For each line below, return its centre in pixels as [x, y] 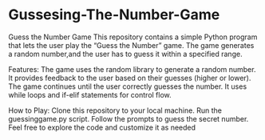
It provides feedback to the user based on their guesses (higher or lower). [130, 78]
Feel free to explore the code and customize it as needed [102, 127]
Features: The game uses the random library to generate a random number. [132, 69]
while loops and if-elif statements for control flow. [90, 94]
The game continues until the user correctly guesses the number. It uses [128, 86]
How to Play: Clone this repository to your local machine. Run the [115, 110]
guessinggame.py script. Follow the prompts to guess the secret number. [129, 118]
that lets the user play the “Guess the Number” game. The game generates [131, 45]
